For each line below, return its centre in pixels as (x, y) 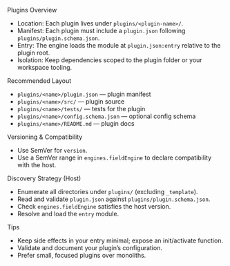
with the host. (37, 165)
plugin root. (33, 53)
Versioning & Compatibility (45, 137)
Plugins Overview (32, 10)
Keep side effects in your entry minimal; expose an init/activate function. (120, 240)
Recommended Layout (39, 81)
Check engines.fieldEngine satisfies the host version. (94, 206)
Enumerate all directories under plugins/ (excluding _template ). (107, 192)
